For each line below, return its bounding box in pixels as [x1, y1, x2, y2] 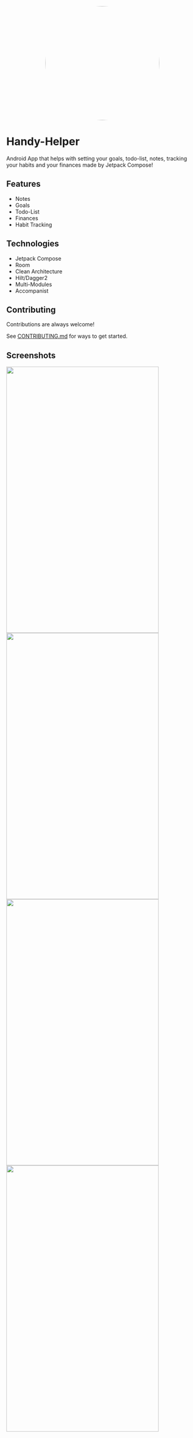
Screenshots [6, 350, 56, 360]
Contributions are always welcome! [6, 321, 95, 328]
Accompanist [15, 287, 49, 295]
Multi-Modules [15, 281, 52, 288]
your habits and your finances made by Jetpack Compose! [6, 161, 153, 169]
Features [6, 179, 41, 189]
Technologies [6, 239, 60, 249]
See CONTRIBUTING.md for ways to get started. [6, 332, 128, 340]
